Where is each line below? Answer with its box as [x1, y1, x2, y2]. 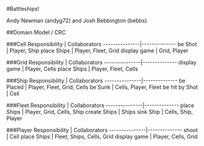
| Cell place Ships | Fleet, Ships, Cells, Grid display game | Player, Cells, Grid [6, 133, 198, 140]
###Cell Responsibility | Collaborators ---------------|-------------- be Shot [6, 41, 197, 47]
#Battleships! [6, 5, 40, 12]
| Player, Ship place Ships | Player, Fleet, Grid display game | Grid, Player [6, 47, 189, 54]
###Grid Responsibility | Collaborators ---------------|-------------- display [6, 59, 197, 66]
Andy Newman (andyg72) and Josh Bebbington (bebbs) [6, 17, 148, 24]
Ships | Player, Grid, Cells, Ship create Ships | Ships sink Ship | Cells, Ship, [6, 108, 194, 115]
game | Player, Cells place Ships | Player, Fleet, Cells [6, 65, 139, 72]
